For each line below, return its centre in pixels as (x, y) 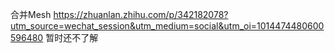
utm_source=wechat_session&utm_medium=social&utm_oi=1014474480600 (167, 26)
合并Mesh (31, 14)
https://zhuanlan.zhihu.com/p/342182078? (141, 14)
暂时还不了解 (72, 37)
